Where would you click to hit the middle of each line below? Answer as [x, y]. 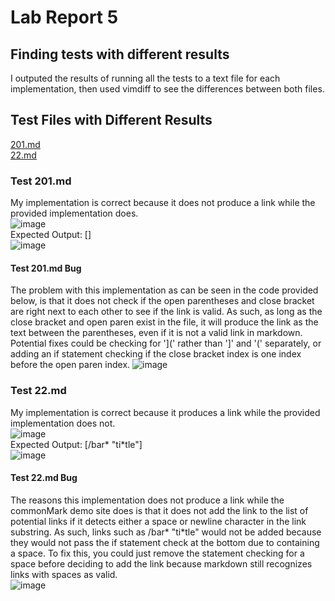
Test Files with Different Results [111, 120]
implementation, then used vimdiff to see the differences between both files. [167, 89]
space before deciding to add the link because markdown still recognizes [161, 563]
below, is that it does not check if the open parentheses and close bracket [162, 301]
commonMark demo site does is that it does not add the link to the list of [159, 510]
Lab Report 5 [64, 17]
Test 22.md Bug [44, 478]
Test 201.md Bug [46, 268]
